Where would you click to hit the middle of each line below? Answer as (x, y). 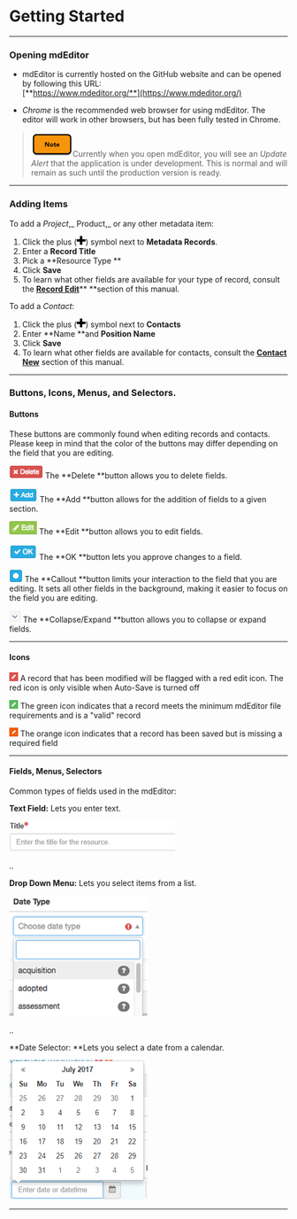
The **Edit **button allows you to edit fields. (121, 531)
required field (34, 742)
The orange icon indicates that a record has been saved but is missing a (151, 734)
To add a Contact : (42, 306)
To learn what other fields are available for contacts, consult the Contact (154, 353)
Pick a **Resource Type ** (72, 260)
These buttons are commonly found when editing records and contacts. (140, 434)
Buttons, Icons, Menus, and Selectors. (93, 393)
